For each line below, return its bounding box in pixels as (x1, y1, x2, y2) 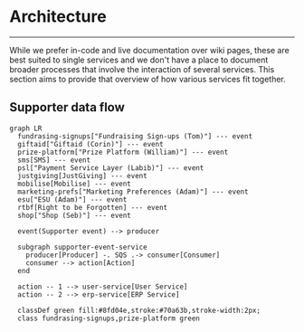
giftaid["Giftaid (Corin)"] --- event (17, 139, 165, 148)
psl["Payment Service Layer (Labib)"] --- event (17, 163, 204, 173)
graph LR (9, 124, 43, 133)
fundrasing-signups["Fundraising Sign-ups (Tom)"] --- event (17, 131, 253, 141)
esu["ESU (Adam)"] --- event (17, 194, 128, 204)
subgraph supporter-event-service (17, 242, 147, 251)
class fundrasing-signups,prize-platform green (17, 314, 201, 323)
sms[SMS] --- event (17, 156, 91, 165)
